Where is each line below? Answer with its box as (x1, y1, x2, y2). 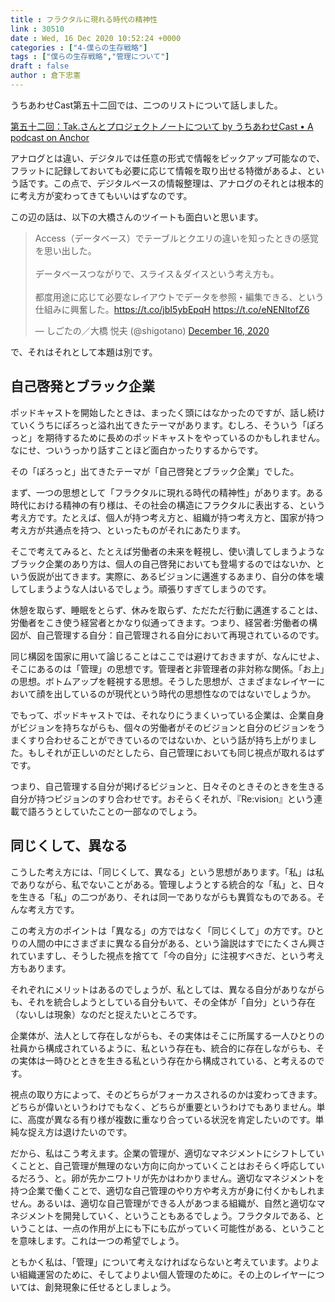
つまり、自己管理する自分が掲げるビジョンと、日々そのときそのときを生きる (10, 780, 325, 792)
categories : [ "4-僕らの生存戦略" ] (10, 42, 148, 53)
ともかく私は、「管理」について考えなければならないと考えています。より (10, 1256, 312, 1268)
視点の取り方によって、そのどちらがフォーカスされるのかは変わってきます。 (10, 1088, 323, 1100)
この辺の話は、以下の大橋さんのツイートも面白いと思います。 (10, 211, 264, 223)
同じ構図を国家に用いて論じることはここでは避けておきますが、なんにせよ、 (10, 650, 325, 662)
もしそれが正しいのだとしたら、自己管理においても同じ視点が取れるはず (27, 746, 325, 758)
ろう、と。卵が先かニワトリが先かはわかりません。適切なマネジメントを (27, 1172, 325, 1184)
